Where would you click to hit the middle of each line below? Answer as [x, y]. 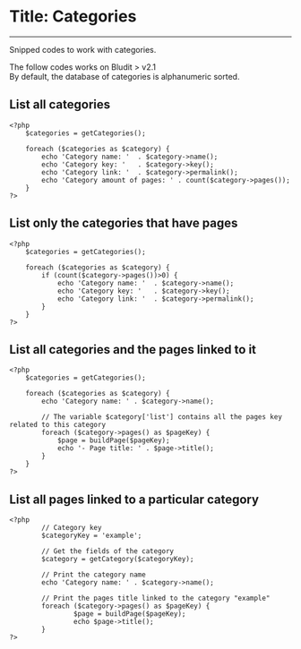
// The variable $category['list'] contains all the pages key [162, 417]
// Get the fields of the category [108, 551]
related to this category [57, 425]
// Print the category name [94, 575]
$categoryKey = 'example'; [92, 536]
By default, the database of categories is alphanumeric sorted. [125, 76]
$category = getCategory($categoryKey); [118, 559]
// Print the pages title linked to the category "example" [156, 598]
